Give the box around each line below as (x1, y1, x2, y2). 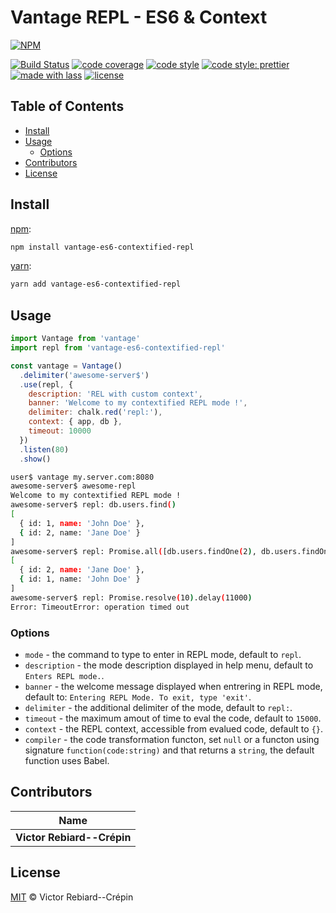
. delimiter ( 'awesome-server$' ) (19, 370, 150, 380)
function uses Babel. (24, 754, 110, 766)
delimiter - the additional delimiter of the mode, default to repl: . (24, 701, 293, 713)
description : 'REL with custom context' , (28, 389, 203, 399)
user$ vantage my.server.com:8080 (10, 472, 155, 482)
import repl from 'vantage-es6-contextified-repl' (10, 343, 226, 353)
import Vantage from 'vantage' (10, 334, 141, 344)
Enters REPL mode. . (24, 669, 105, 681)
